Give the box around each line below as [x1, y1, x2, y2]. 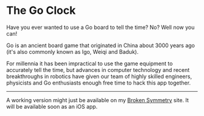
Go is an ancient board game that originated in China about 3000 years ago [6, 42, 195, 49]
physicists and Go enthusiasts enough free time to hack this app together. [6, 79, 191, 86]
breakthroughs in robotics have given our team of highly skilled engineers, [6, 72, 192, 80]
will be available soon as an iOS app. [6, 103, 98, 110]
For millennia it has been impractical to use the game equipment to [6, 60, 173, 67]
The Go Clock [6, 4, 76, 18]
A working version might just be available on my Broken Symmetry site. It [6, 96, 189, 103]
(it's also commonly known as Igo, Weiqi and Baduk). [6, 48, 138, 55]
